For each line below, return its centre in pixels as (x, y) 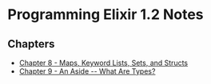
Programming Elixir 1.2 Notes (106, 15)
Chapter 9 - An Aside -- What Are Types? (87, 71)
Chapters (31, 44)
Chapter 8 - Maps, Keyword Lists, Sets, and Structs (104, 63)
